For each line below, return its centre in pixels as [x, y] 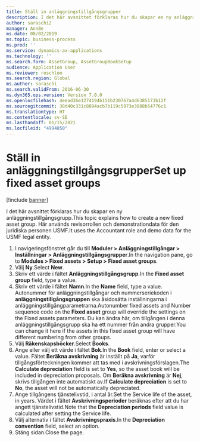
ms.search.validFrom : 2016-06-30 [48, 90]
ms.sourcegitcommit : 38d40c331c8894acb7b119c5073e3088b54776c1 [86, 106]
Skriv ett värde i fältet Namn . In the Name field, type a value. [88, 286]
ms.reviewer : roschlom [34, 73]
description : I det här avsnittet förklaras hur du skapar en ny [89, 17]
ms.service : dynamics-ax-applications [54, 51]
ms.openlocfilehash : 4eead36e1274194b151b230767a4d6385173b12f [86, 100]
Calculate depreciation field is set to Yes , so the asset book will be [97, 369]
